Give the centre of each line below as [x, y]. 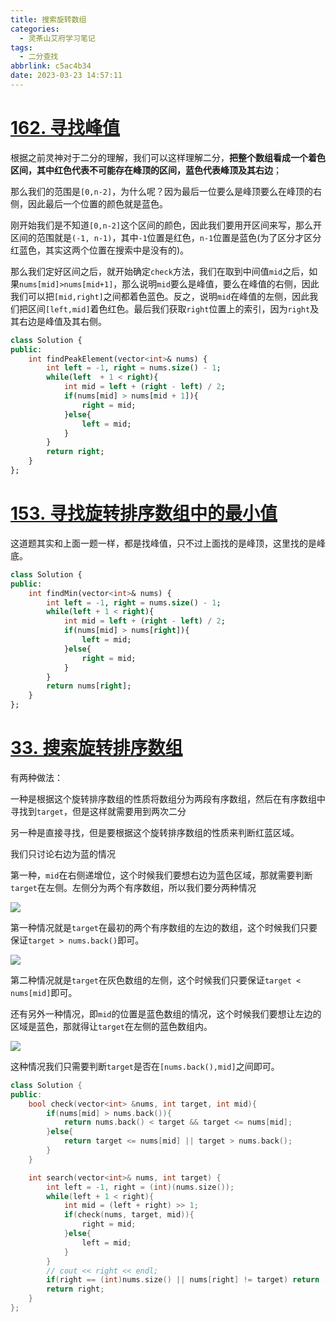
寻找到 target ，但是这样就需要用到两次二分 [98, 811]
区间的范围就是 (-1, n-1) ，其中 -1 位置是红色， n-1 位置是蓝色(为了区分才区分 [166, 237]
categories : [35, 29]
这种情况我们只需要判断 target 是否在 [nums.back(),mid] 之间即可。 [145, 1066]
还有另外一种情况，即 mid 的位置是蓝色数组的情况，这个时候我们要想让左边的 [166, 1013]
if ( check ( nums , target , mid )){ [129, 1215]
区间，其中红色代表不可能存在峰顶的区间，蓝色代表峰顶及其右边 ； [146, 170]
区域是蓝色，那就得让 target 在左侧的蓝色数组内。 [111, 1026]
